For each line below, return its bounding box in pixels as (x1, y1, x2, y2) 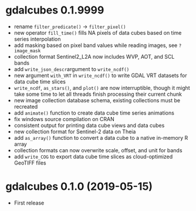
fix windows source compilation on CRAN (13, 115, 115, 122)
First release (13, 199, 45, 206)
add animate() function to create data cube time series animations (13, 109, 174, 116)
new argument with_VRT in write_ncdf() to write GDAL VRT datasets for (13, 72, 187, 79)
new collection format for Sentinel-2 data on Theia (13, 128, 136, 135)
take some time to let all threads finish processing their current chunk (13, 91, 183, 98)
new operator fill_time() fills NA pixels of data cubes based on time (13, 29, 182, 36)
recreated (13, 103, 38, 110)
